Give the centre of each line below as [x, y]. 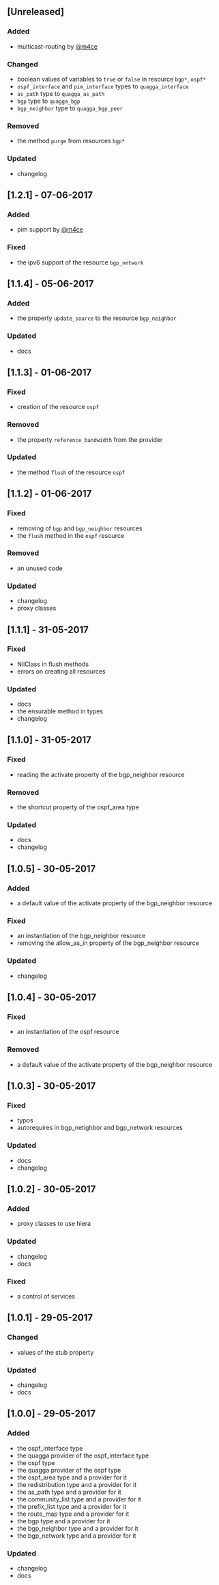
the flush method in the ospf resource [71, 535]
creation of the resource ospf [58, 407]
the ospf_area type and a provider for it [72, 1477]
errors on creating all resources [61, 671]
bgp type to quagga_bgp [48, 101]
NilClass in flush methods [53, 664]
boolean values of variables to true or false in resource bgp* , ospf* [112, 79]
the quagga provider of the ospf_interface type [83, 1455]
